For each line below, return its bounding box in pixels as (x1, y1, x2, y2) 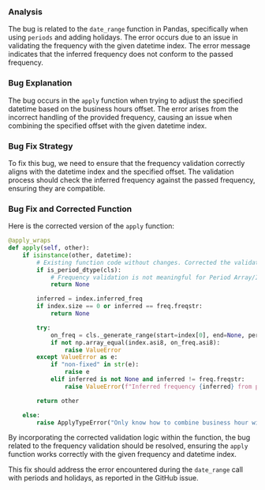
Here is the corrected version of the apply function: (8, 221, 175, 231)
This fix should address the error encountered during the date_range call (8, 465, 244, 474)
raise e (64, 368, 90, 376)
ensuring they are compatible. (8, 183, 106, 193)
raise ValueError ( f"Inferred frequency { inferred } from (64, 383, 252, 390)
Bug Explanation (8, 77, 73, 89)
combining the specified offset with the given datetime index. (8, 121, 207, 130)
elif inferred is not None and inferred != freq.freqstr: (50, 375, 245, 383)
